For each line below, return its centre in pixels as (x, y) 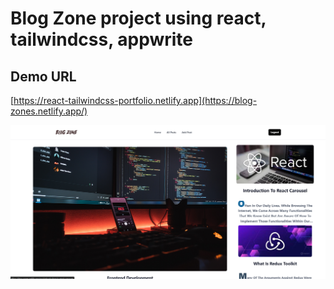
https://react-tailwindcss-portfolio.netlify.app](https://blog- (135, 100)
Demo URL (43, 76)
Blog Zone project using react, (138, 18)
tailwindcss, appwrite (102, 39)
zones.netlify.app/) (49, 111)
